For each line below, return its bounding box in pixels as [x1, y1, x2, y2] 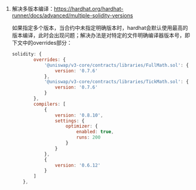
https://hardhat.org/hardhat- [53, 5, 124, 12]
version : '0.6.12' [54, 162, 101, 168]
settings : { [54, 118, 85, 124]
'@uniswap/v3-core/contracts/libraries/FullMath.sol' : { [44, 62, 189, 68]
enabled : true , [76, 129, 114, 135]
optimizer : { [65, 123, 98, 130]
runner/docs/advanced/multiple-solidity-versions [11, 12, 133, 19]
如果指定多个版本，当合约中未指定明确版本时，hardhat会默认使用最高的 [11, 24, 188, 31]
